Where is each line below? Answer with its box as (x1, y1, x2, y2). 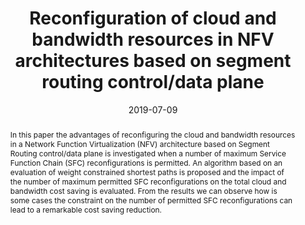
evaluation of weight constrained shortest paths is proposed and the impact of (9, 167, 285, 177)
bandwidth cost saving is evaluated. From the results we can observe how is (9, 185, 278, 196)
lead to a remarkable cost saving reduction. (9, 204, 163, 215)
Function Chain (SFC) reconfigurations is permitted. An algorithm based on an (9, 157, 283, 168)
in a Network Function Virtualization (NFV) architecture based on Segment (9, 138, 270, 149)
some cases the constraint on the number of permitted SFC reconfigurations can (9, 195, 293, 206)
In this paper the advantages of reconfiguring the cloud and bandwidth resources (9, 129, 296, 140)
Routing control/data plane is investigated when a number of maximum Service (9, 148, 287, 159)
